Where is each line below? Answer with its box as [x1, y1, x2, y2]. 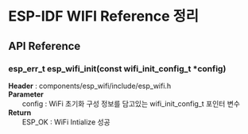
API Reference [8, 39, 81, 52]
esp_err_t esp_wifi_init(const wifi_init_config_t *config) [8, 63, 227, 74]
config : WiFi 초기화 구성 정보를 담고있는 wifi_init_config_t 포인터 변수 [21, 98, 241, 108]
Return [8, 108, 32, 117]
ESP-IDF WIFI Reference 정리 [8, 7, 200, 25]
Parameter [8, 89, 44, 99]
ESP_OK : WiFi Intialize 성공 [21, 117, 110, 127]
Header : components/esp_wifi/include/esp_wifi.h [8, 81, 172, 90]
